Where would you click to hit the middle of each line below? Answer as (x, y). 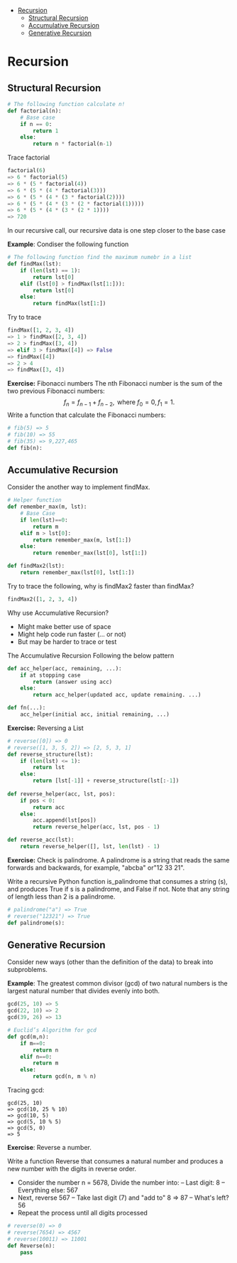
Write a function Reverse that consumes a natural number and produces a (115, 1161)
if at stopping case (50, 675)
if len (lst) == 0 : (44, 520)
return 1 (46, 131)
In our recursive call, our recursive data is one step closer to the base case (116, 231)
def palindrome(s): (36, 923)
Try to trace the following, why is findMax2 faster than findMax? (101, 586)
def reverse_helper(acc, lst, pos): (61, 794)
